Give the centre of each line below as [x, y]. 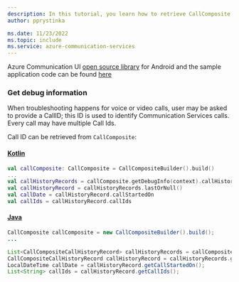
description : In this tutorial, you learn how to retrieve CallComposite [119, 14]
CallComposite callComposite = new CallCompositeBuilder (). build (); [111, 233]
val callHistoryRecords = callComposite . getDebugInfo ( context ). [105, 182]
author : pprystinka [36, 21]
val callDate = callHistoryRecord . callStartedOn [81, 195]
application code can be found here [60, 75]
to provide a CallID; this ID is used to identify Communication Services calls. [118, 116]
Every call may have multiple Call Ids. [62, 123]
